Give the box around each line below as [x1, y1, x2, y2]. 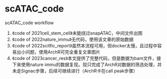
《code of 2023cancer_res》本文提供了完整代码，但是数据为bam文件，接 [12, 55, 161, 61]
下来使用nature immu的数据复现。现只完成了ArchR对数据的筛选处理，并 [12, 61, 162, 67]
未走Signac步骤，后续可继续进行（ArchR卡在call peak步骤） [12, 67, 138, 73]
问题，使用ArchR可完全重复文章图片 [25, 49, 101, 55]
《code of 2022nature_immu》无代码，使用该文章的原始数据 [12, 36, 134, 42]
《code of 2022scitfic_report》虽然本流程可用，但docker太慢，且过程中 [12, 42, 158, 48]
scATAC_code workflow [5, 20, 54, 26]
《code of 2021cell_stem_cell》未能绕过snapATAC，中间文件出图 [12, 30, 143, 36]
